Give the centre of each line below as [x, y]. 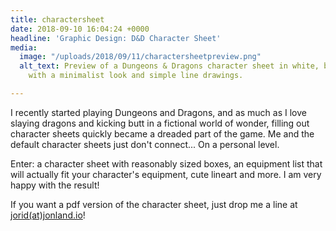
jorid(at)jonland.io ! [48, 215]
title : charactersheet [57, 19]
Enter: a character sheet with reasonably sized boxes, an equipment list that [166, 163]
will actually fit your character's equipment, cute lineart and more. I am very [166, 174]
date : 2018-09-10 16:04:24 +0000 [80, 29]
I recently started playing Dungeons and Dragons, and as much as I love [158, 112]
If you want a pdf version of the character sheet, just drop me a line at [154, 204]
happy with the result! [55, 185]
